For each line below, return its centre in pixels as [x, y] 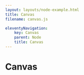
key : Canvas [26, 33]
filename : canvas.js [27, 19]
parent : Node [28, 37]
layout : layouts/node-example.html [42, 10]
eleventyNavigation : [27, 28]
